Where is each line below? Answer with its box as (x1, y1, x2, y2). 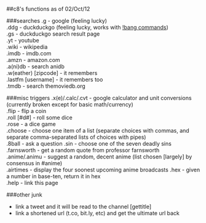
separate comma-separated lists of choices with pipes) (6, 133, 146, 141)
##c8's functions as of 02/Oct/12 (6, 6, 90, 12)
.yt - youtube (6, 37, 39, 44)
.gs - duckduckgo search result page (6, 30, 100, 37)
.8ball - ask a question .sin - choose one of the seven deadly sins (6, 140, 172, 147)
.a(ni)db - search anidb (6, 63, 65, 70)
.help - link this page (6, 179, 58, 186)
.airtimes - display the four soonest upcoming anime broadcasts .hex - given (6, 166, 200, 173)
